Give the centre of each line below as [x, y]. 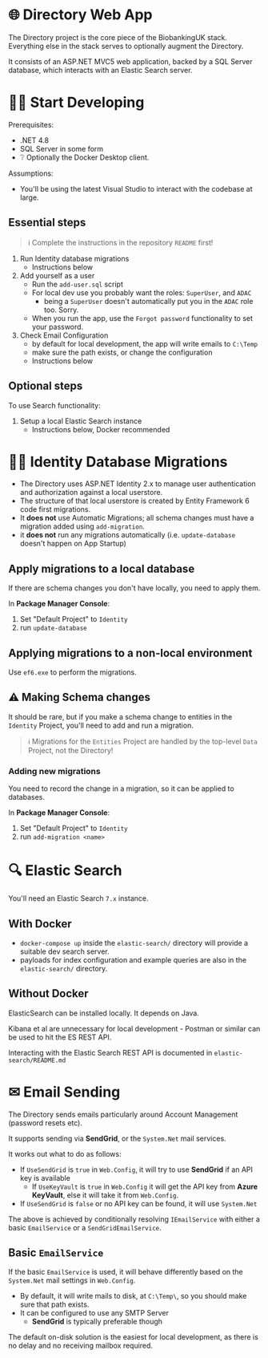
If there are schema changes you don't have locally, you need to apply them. [134, 588]
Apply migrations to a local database [102, 568]
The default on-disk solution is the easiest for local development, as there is [133, 1337]
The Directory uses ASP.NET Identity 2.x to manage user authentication [138, 484]
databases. [27, 797]
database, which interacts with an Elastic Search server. [100, 70]
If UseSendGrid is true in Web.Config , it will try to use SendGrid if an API [136, 1170]
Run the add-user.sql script [78, 284]
